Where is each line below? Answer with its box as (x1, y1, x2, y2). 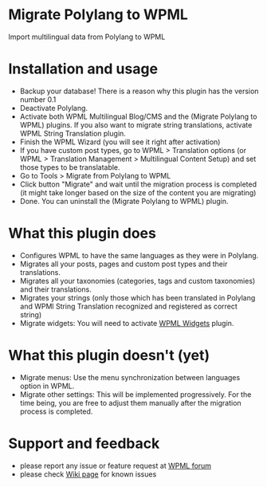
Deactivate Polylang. (19, 103, 88, 112)
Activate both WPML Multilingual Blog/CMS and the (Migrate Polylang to (19, 112, 257, 121)
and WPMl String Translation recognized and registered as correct (19, 301, 238, 311)
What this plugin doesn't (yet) (8, 347, 210, 364)
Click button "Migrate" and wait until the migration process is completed (19, 179, 257, 189)
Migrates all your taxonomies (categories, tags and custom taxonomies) (19, 276, 256, 285)
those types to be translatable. (19, 162, 121, 172)
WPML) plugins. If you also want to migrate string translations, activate (19, 120, 253, 129)
